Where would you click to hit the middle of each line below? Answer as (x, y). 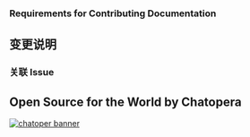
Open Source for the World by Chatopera (125, 102)
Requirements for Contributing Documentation (113, 13)
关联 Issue (32, 73)
